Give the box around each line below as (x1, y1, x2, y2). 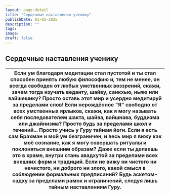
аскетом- (133, 171, 158, 178)
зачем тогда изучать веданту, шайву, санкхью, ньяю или (12, 88, 158, 95)
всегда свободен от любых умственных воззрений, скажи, (9, 82, 161, 89)
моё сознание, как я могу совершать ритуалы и (23, 139, 147, 146)
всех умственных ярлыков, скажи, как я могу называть (13, 107, 157, 114)
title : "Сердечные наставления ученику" (5, 12, 92, 17)
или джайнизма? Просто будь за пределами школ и (18, 120, 152, 127)
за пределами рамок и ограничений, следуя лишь (29, 177, 158, 184)
